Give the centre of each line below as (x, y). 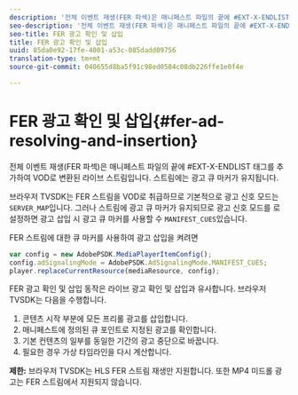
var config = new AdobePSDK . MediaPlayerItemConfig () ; (111, 254)
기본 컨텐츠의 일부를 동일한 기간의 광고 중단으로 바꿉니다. (120, 341)
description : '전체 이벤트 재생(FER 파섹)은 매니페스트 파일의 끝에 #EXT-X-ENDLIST (149, 17)
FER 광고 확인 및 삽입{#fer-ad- (117, 122)
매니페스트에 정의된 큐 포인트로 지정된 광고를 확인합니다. (119, 330)
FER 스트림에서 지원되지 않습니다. (83, 382)
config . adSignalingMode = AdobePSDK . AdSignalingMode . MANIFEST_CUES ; (138, 263)
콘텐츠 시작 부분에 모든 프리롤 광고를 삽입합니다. (105, 319)
